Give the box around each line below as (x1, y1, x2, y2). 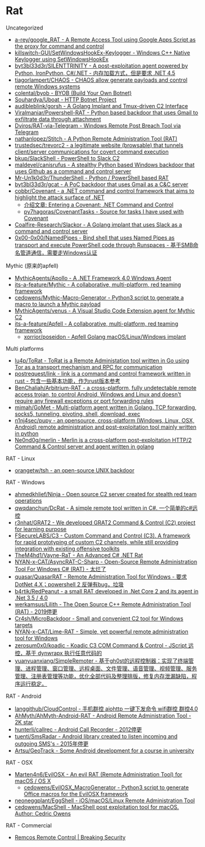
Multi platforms (6, 345, 44, 352)
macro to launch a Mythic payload (14, 300, 101, 308)
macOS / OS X (14, 777, 51, 784)
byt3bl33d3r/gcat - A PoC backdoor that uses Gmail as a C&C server (14, 181, 188, 188)
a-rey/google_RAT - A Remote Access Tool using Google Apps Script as (14, 36, 196, 43)
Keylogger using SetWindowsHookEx (14, 55, 109, 63)
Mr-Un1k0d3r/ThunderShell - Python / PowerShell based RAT (14, 174, 169, 181)
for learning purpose (14, 525, 67, 533)
